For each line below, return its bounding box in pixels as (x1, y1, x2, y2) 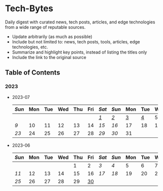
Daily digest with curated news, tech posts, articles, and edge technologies (5, 19, 155, 25)
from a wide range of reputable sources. (5, 24, 86, 30)
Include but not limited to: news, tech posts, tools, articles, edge (12, 38, 140, 44)
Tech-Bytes (5, 3, 53, 14)
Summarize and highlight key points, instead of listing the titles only (12, 49, 147, 55)
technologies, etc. (12, 44, 49, 50)
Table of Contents (5, 69, 61, 77)
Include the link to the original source (12, 54, 86, 60)
